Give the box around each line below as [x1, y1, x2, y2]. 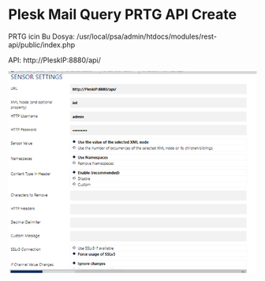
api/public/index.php [8, 39, 76, 49]
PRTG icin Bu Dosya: [8, 32, 75, 41]
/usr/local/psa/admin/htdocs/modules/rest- [76, 32, 217, 41]
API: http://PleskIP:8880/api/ [8, 55, 101, 65]
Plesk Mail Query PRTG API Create [8, 6, 237, 24]
